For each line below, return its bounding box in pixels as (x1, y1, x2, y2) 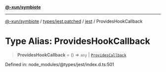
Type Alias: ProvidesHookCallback (5, 36, 151, 47)
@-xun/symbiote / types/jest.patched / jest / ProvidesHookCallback (5, 18, 143, 24)
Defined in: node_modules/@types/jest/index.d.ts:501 (5, 61, 115, 67)
